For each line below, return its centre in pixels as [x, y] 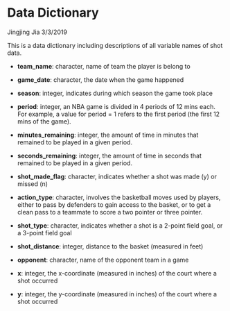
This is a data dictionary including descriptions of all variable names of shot [115, 45]
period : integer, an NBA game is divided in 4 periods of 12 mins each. [116, 106]
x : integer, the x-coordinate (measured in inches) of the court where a [117, 273]
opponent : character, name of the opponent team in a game [103, 260]
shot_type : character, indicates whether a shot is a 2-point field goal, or [120, 225]
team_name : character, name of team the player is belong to [104, 66]
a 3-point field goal [44, 233]
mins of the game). [44, 121]
